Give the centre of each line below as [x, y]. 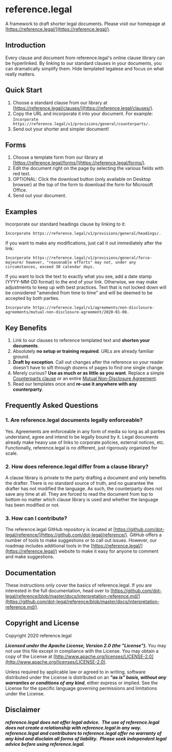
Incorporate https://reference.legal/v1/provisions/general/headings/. [83, 234]
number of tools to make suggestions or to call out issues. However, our [81, 540]
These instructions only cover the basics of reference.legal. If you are [79, 585]
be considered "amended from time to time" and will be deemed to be [79, 293]
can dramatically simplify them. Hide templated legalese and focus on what [84, 68]
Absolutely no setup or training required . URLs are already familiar [83, 351]
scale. [12, 453]
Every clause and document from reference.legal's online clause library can [85, 58]
